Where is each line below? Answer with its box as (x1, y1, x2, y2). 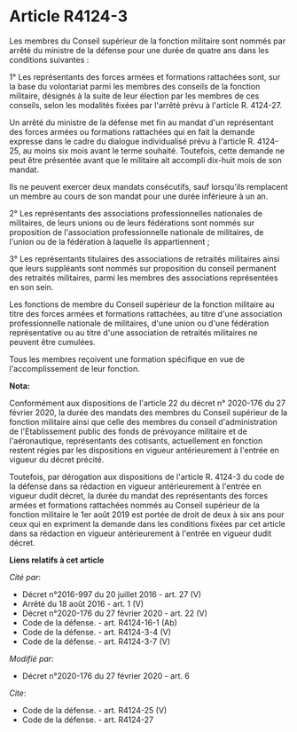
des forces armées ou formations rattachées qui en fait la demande (9, 126, 255, 137)
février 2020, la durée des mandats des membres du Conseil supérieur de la (9, 406, 288, 418)
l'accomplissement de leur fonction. (9, 363, 140, 374)
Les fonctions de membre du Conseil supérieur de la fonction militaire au (9, 299, 275, 310)
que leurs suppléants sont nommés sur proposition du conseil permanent (9, 263, 277, 273)
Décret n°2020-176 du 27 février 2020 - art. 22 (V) (21, 608, 208, 618)
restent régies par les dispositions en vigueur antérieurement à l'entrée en (9, 445, 279, 455)
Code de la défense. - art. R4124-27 (21, 714, 153, 725)
